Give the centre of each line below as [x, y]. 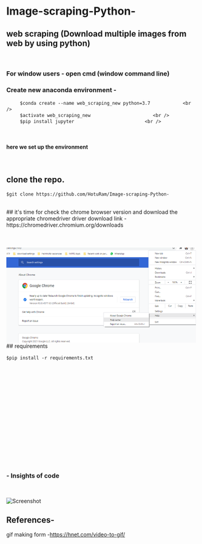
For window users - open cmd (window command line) [88, 73]
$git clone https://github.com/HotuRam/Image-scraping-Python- [88, 194]
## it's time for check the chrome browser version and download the [92, 212]
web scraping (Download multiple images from [96, 34]
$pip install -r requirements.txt [50, 358]
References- [30, 520]
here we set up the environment [47, 147]
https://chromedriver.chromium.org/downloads [65, 225]
